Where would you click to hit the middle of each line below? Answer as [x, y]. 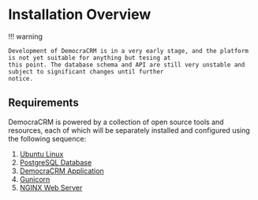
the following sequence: [47, 138]
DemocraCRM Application [62, 171]
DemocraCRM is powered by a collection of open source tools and [116, 122]
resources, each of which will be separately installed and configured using [129, 130]
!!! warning [26, 36]
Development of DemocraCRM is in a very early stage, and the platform [128, 51]
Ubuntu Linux [41, 154]
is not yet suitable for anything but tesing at [90, 58]
